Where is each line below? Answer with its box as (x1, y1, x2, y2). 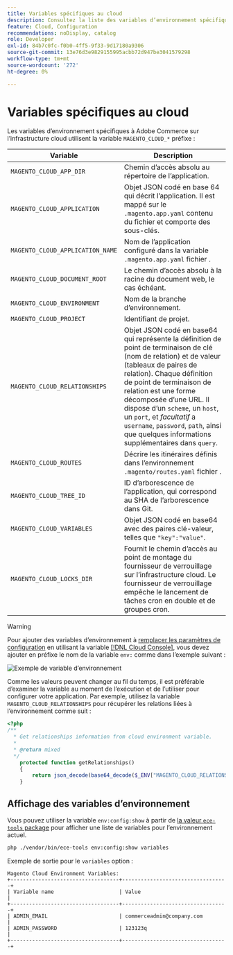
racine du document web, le (123, 275, 215, 284)
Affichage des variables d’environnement (7, 798, 191, 809)
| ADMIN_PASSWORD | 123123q (7, 924, 148, 931)
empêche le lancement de (123, 587, 209, 597)
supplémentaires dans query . (123, 438, 218, 448)
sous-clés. (123, 226, 159, 236)
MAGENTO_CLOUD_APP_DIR (10, 168, 85, 175)
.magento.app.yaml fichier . (123, 255, 212, 264)
